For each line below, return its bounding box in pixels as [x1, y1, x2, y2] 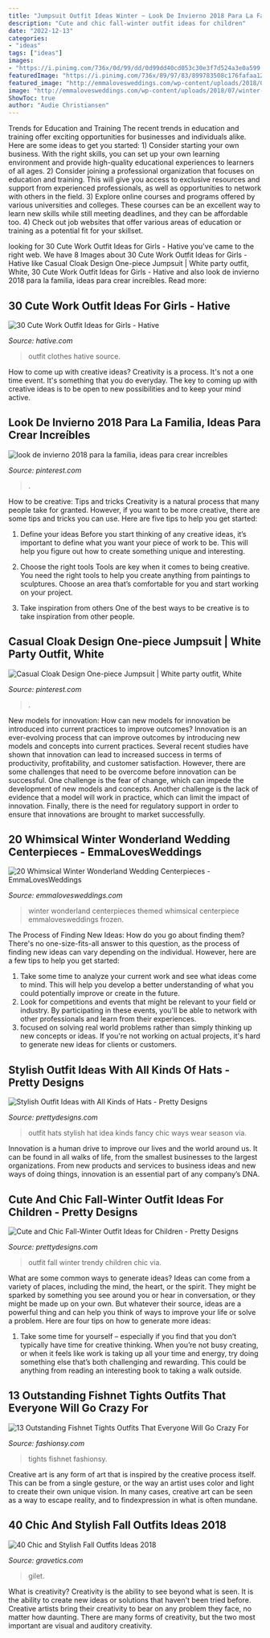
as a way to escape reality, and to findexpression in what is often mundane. [8, 1495, 258, 1505]
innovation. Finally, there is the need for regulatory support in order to [8, 801, 239, 810]
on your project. [19, 588, 74, 597]
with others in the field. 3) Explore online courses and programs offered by [8, 192, 256, 202]
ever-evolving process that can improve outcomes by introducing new [8, 732, 241, 742]
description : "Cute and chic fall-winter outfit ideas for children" [8, 19, 247, 27]
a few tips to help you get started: [8, 956, 120, 965]
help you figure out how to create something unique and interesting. [19, 546, 245, 555]
